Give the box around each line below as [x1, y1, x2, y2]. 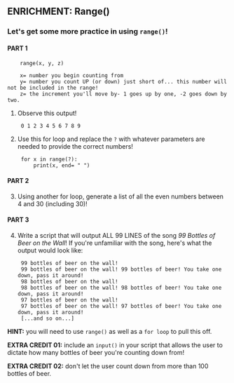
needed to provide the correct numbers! [17, 142, 133, 150]
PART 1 [7, 43, 28, 52]
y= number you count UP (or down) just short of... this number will [20, 78, 228, 85]
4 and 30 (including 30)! [17, 199, 88, 208]
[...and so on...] [20, 315, 75, 322]
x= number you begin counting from [20, 72, 124, 79]
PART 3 [7, 215, 29, 224]
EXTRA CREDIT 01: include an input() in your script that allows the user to [7, 340, 223, 349]
